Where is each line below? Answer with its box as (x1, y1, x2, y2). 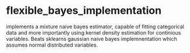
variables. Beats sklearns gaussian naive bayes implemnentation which (6, 35, 177, 42)
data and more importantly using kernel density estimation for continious (6, 29, 181, 36)
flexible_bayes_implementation (6, 4, 162, 17)
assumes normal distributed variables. (6, 41, 98, 48)
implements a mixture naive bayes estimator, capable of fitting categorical (6, 23, 184, 30)
